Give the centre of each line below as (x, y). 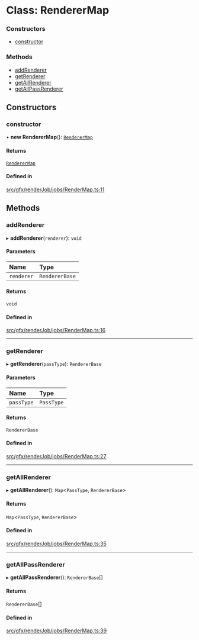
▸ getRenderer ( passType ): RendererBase (54, 364)
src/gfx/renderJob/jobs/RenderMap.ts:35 (56, 543)
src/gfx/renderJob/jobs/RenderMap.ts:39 (57, 631)
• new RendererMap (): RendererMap (49, 137)
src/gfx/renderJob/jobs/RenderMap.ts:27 (56, 456)
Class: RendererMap (58, 10)
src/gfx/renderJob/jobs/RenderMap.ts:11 (55, 189)
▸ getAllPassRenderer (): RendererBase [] (54, 577)
